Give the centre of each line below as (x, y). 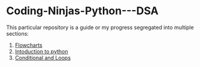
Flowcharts (29, 45)
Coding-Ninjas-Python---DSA (82, 11)
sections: (17, 33)
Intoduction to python (41, 51)
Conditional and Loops (43, 58)
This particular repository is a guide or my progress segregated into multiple (100, 27)
